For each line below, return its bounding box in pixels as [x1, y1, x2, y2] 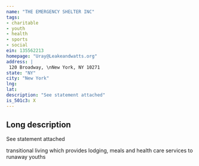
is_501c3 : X [6, 97, 36, 103]
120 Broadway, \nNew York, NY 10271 [8, 64, 100, 70]
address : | [6, 59, 33, 64]
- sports [6, 36, 28, 42]
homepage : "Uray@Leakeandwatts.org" [6, 53, 97, 59]
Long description [6, 120, 71, 130]
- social [6, 42, 28, 48]
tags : [6, 14, 20, 20]
